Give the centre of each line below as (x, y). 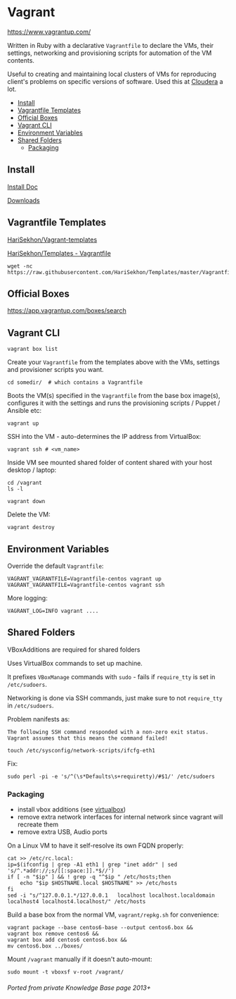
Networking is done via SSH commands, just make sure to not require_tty (115, 697)
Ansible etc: (25, 411)
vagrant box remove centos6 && (53, 934)
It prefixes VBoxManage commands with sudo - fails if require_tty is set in (111, 676)
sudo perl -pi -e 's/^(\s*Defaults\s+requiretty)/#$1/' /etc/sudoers (111, 776)
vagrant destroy (31, 528)
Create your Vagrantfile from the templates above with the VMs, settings (113, 362)
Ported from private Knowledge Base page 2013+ (79, 988)
